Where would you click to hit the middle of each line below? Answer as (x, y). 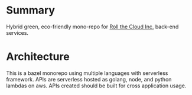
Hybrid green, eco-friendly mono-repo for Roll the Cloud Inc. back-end (92, 27)
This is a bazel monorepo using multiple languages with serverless (87, 73)
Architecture (38, 57)
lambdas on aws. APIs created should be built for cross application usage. (96, 86)
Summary (30, 10)
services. (17, 32)
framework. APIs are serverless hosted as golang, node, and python (89, 79)
